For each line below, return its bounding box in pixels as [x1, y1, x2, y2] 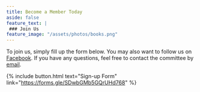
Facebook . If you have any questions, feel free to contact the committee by [6, 54, 194, 62]
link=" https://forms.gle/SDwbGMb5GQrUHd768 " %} [6, 79, 137, 87]
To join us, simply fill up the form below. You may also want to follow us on [6, 48, 192, 55]
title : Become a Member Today [6, 8, 83, 15]
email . [6, 61, 22, 68]
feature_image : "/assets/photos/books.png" [6, 31, 118, 38]
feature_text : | [6, 20, 47, 26]
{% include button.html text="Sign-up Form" [6, 73, 118, 80]
